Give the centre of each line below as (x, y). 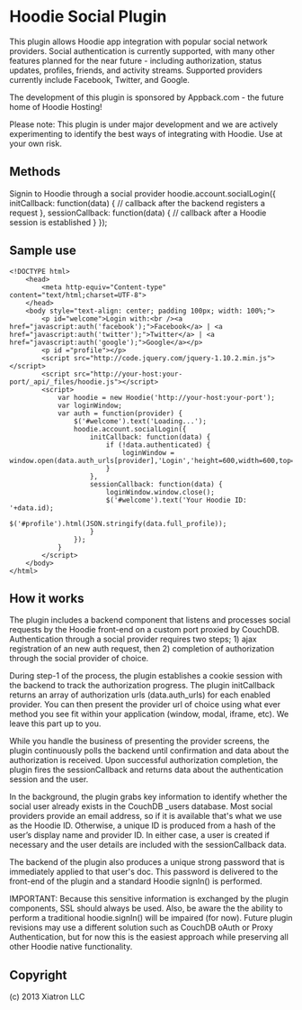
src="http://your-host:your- (128, 374)
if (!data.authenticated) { (158, 445)
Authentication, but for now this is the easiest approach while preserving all (149, 937)
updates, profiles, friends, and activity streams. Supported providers (136, 70)
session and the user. (49, 779)
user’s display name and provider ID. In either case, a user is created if (139, 835)
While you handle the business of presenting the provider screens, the (139, 742)
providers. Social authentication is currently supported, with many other (142, 50)
